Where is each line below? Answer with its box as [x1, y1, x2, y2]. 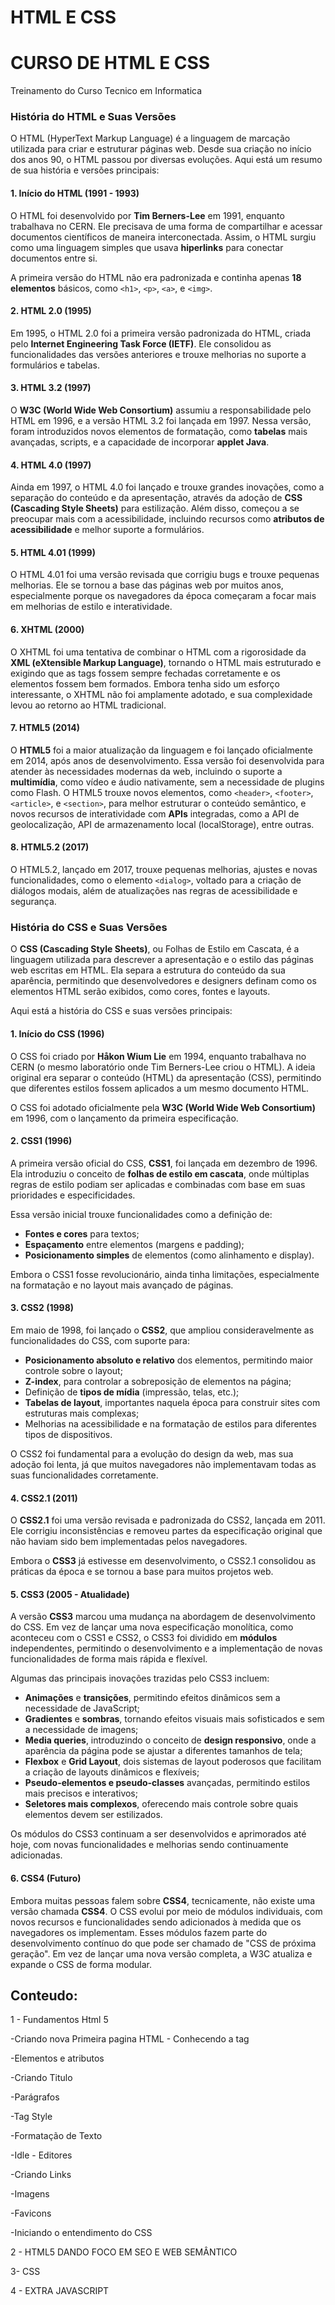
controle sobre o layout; [24, 1364, 123, 1376]
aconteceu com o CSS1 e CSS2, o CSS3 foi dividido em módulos [10, 1632, 278, 1644]
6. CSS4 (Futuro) [10, 1872, 82, 1884]
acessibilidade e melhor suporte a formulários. [10, 524, 205, 536]
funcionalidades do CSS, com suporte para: [10, 1334, 190, 1346]
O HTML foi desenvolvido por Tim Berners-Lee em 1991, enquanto [10, 209, 285, 221]
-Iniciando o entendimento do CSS [10, 2227, 153, 2239]
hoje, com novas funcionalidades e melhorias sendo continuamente [10, 1839, 289, 1851]
